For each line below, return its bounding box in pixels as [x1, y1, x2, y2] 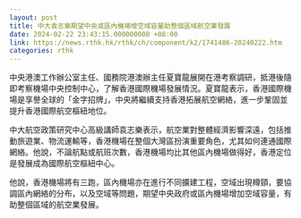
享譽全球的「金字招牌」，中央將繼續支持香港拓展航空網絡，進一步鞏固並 [24, 95, 288, 105]
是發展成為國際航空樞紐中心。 [9, 158, 119, 169]
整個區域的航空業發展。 [16, 199, 104, 210]
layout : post [9, 13, 58, 22]
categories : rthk [9, 46, 74, 55]
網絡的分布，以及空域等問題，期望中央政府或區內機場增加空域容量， [32, 189, 284, 199]
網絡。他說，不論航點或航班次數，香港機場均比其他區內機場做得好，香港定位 [9, 147, 292, 157]
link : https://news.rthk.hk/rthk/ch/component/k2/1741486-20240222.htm [9, 38, 282, 47]
